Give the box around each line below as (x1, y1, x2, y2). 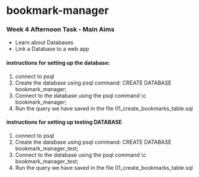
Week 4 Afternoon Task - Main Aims (6, 25, 115, 34)
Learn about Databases (15, 39, 74, 46)
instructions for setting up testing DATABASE (6, 118, 122, 126)
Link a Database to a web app (15, 45, 90, 53)
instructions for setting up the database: (6, 59, 110, 66)
